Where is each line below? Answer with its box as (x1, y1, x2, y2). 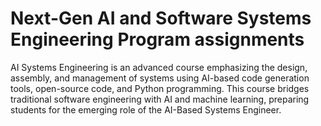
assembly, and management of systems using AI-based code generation (10, 72, 310, 84)
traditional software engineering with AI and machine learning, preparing (10, 93, 310, 105)
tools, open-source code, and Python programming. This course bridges (10, 82, 310, 94)
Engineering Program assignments (10, 28, 305, 51)
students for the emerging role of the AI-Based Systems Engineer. (10, 103, 282, 116)
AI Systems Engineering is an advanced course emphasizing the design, (10, 61, 308, 73)
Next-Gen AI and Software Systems (10, 7, 312, 30)
